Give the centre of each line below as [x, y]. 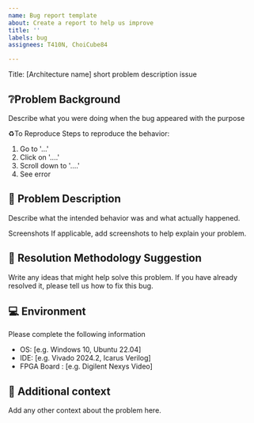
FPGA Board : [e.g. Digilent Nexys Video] [86, 366]
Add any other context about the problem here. [85, 410]
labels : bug [28, 38]
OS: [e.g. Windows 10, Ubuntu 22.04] [80, 349]
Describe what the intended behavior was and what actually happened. [124, 217]
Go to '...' [34, 149]
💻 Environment [47, 311]
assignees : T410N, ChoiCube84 [58, 45]
